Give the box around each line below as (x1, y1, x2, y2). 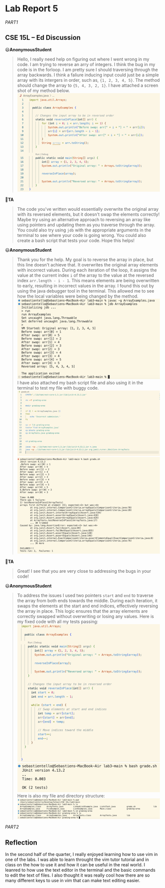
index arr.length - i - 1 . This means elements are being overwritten (17, 278, 160, 284)
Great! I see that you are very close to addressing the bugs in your (17, 568, 151, 574)
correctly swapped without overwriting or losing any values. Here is (17, 613, 154, 619)
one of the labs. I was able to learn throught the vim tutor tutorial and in (5, 856, 149, 862)
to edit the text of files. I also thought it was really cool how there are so (5, 872, 150, 878)
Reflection (5, 838, 38, 847)
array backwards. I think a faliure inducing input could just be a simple (17, 72, 159, 78)
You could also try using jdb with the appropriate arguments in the (17, 227, 151, 233)
